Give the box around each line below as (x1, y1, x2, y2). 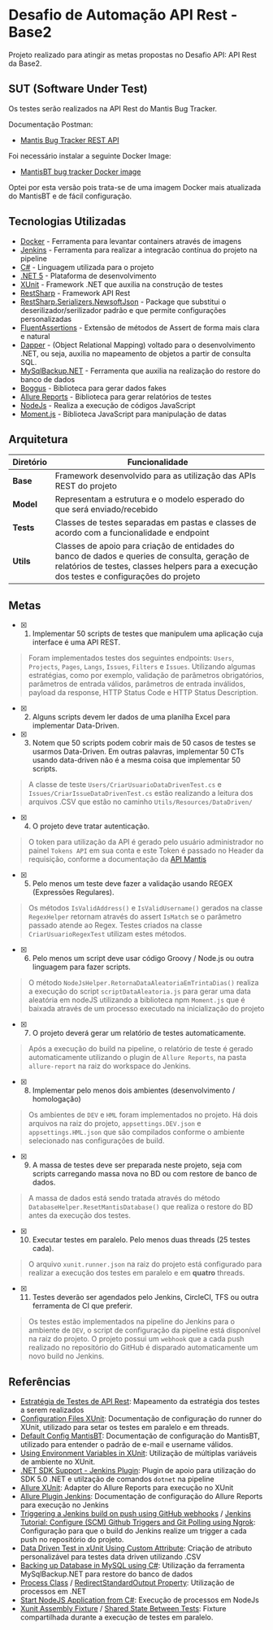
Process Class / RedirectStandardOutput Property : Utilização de (19, 1578, 235, 1587)
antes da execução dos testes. (28, 1211, 132, 1220)
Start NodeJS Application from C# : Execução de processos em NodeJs (19, 1595, 260, 1605)
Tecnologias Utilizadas (8, 215, 127, 228)
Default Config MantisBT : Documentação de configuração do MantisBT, (19, 1431, 260, 1441)
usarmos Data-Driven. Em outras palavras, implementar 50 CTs (32, 746, 245, 757)
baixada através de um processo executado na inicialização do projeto (28, 1004, 265, 1014)
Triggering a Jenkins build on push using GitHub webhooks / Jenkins (19, 1509, 252, 1518)
